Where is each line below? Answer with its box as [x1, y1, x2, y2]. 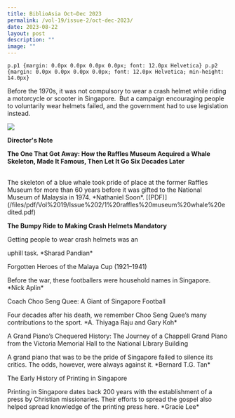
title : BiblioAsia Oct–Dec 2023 [7, 10, 102, 18]
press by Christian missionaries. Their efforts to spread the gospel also [7, 395, 213, 403]
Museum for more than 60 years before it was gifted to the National [7, 185, 202, 194]
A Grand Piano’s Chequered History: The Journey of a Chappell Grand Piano [7, 332, 228, 340]
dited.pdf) [7, 208, 36, 216]
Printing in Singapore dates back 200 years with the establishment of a [7, 388, 213, 396]
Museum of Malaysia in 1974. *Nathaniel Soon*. [7, 193, 145, 201]
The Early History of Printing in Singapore [7, 374, 128, 382]
